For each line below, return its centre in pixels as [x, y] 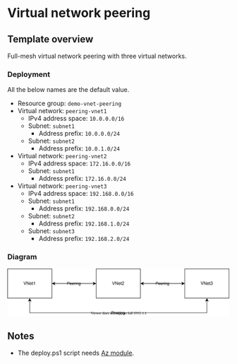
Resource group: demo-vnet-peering [69, 103]
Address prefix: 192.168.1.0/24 [84, 223]
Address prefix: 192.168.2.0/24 [84, 239]
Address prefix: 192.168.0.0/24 [84, 209]
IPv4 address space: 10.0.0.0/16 [76, 119]
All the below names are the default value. [68, 90]
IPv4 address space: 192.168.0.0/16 [81, 194]
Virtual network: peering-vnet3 [62, 186]
